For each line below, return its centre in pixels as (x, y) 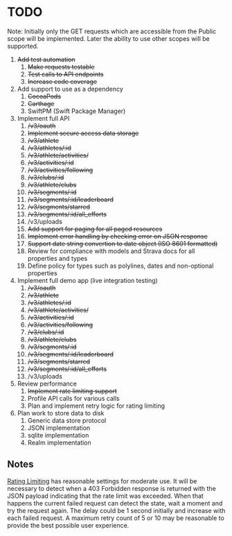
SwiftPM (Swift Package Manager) (77, 111)
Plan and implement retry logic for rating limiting (96, 406)
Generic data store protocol (67, 420)
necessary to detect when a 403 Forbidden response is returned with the (111, 488)
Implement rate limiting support (72, 391)
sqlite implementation (58, 435)
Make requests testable (61, 67)
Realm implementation (59, 442)
